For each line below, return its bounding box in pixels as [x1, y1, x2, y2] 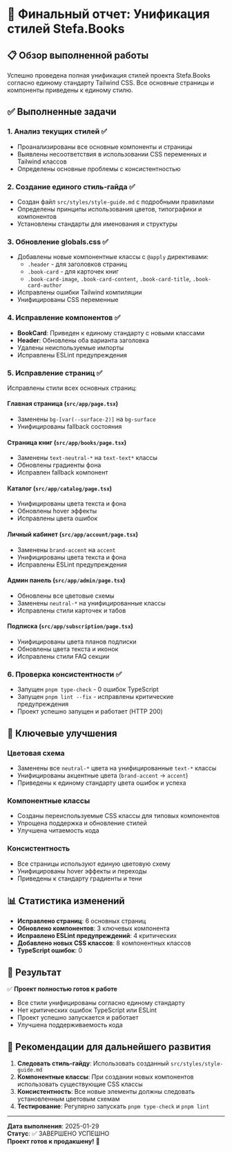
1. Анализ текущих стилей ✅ [7, 127, 108, 136]
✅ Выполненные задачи [7, 106, 117, 118]
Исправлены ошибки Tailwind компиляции [17, 288, 143, 296]
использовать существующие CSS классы [17, 1080, 143, 1088]
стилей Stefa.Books [7, 21, 126, 37]
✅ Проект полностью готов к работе [7, 985, 117, 993]
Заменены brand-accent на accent [17, 545, 116, 553]
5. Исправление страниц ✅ [7, 368, 103, 378]
